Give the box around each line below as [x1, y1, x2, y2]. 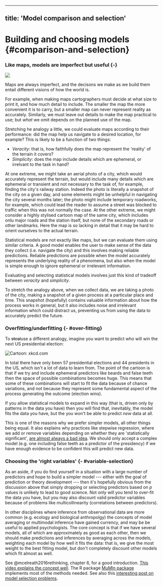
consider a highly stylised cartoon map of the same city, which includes [5, 212, 148, 218]
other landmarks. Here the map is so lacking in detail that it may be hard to [5, 222, 154, 228]
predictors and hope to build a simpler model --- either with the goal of [5, 474, 147, 480]
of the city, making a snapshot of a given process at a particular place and [5, 292, 154, 298]
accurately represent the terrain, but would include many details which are [5, 176, 154, 182]
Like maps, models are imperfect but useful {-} [5, 61, 118, 68]
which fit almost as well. [5, 551, 53, 556]
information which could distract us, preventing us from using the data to [5, 307, 151, 313]
